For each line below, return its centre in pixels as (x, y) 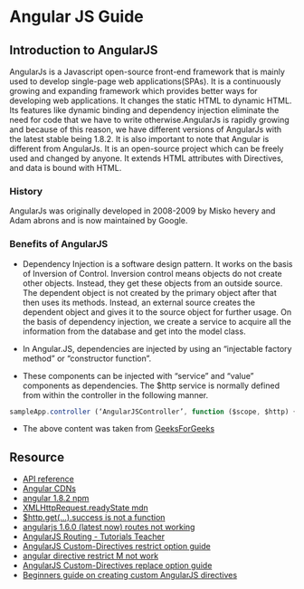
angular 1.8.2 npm (56, 499)
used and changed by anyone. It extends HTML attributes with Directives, (147, 158)
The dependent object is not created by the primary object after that (150, 292)
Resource (37, 457)
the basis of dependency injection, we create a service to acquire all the (157, 321)
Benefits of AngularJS (59, 244)
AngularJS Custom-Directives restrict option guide (116, 546)
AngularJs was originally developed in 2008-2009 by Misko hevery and (142, 211)
